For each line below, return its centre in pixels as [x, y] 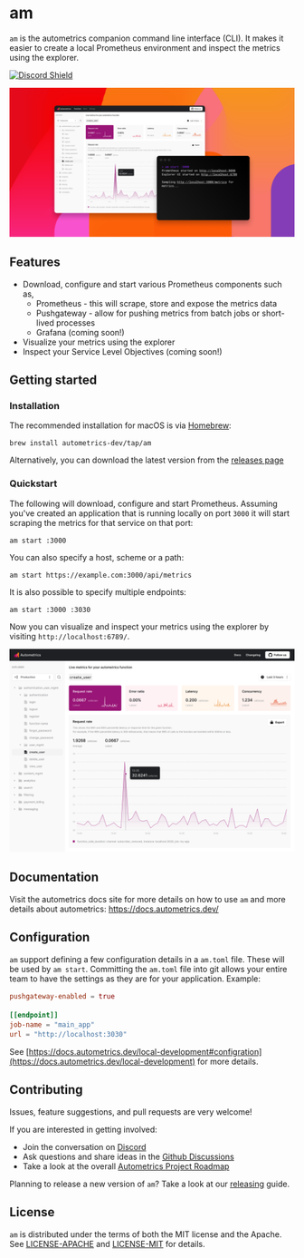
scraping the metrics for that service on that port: [101, 522]
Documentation [54, 878]
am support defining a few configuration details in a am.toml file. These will [147, 959]
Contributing [46, 1090]
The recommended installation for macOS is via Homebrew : [121, 425]
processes [76, 322]
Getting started [53, 380]
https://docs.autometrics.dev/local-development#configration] [145, 1051]
